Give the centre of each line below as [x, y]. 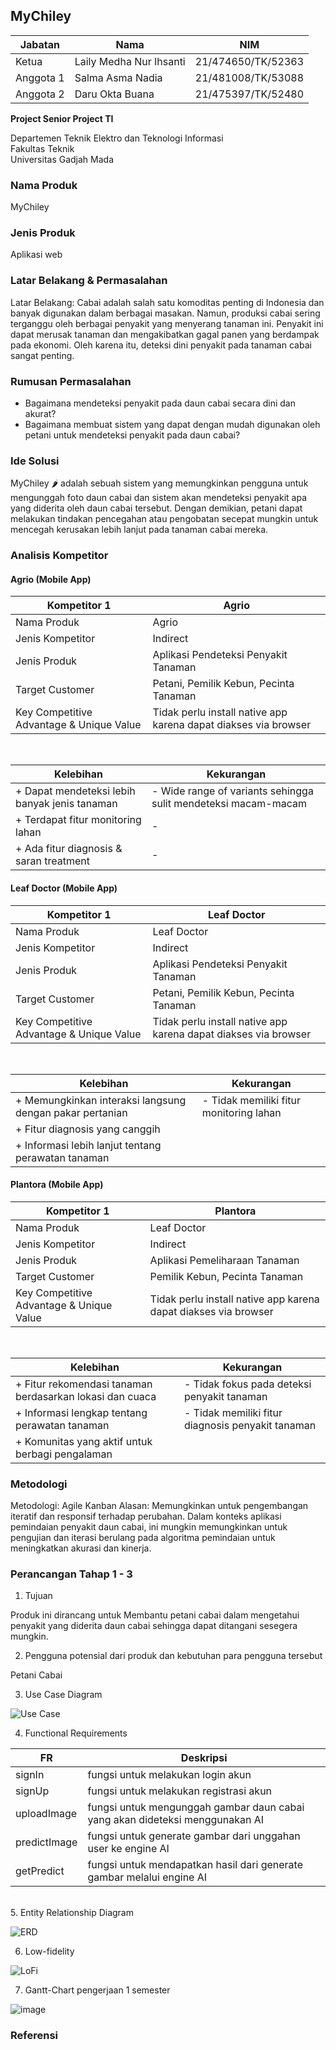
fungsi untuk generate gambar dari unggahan [194, 1836]
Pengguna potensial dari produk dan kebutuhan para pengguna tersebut [173, 1656]
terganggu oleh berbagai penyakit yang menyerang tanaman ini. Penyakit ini [167, 323]
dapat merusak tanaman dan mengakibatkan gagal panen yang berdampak [165, 334]
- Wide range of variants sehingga [232, 791]
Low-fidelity [49, 1951]
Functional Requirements [76, 1733]
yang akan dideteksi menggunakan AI [176, 1820]
